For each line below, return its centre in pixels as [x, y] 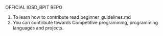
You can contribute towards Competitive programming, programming [85, 23]
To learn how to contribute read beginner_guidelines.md [72, 17]
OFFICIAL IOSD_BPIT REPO [34, 7]
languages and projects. [38, 28]
